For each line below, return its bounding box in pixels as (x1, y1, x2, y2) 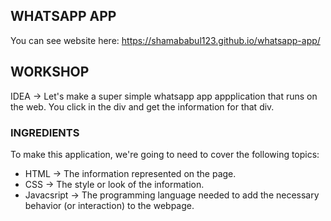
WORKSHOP (10, 64, 90, 81)
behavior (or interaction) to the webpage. (24, 199, 195, 211)
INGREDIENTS (10, 125, 80, 139)
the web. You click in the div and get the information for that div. (10, 100, 275, 113)
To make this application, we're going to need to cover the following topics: (10, 148, 320, 160)
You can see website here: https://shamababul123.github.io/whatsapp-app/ (10, 34, 321, 46)
